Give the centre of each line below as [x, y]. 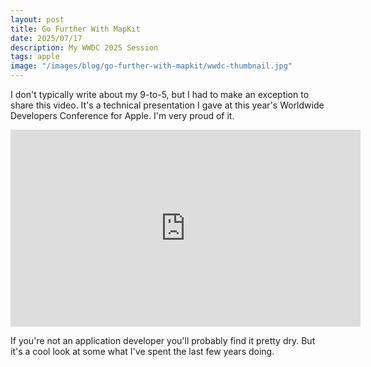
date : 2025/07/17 [46, 38]
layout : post [37, 19]
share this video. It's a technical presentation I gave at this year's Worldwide [167, 105]
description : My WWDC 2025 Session [84, 47]
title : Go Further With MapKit [75, 29]
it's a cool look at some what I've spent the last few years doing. [142, 351]
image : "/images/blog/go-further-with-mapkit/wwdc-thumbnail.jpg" [151, 66]
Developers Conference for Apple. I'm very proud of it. [122, 115]
